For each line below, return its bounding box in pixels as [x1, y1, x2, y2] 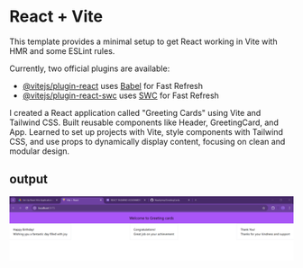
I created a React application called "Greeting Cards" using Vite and [9, 107, 262, 118]
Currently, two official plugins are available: [9, 63, 170, 74]
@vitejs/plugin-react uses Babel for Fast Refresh [22, 80, 204, 91]
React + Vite [9, 6, 104, 27]
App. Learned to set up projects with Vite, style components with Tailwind [9, 126, 284, 137]
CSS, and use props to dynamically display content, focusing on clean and [9, 136, 286, 147]
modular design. [9, 146, 70, 156]
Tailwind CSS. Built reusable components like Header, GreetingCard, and [9, 117, 280, 128]
